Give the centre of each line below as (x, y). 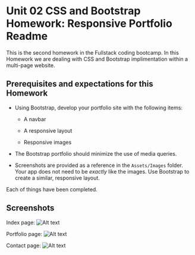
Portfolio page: (24, 234)
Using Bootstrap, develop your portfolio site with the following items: (99, 108)
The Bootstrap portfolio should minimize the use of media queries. (96, 153)
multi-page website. (31, 65)
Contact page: (24, 245)
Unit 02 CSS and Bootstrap (73, 11)
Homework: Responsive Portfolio (89, 23)
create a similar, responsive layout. (57, 178)
